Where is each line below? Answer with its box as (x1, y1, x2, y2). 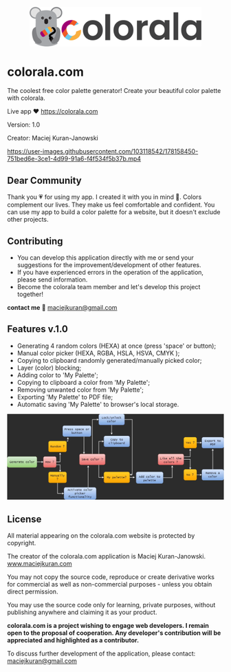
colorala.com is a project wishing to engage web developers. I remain (7, 622, 210, 630)
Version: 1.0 (7, 120, 41, 129)
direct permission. (7, 587, 58, 596)
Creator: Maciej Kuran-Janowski (7, 134, 98, 143)
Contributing (7, 235, 63, 247)
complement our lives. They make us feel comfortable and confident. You (7, 200, 215, 209)
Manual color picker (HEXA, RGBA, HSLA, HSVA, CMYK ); (16, 348, 180, 357)
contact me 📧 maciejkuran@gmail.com (7, 304, 118, 312)
